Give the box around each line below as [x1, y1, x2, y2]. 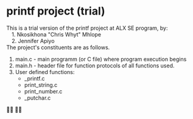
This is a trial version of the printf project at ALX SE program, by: [6, 24, 169, 32]
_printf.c [24, 75, 45, 82]
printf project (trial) [6, 4, 105, 18]
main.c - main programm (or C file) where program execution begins [15, 55, 187, 63]
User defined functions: [15, 68, 75, 75]
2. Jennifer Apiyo [12, 37, 55, 44]
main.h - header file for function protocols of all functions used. [15, 62, 175, 69]
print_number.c [24, 87, 63, 95]
